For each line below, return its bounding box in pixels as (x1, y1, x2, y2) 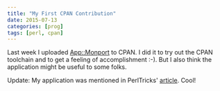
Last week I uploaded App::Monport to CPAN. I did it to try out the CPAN (7, 48, 213, 57)
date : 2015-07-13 (7, 17, 58, 23)
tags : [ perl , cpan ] (7, 29, 64, 37)
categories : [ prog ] (7, 23, 64, 30)
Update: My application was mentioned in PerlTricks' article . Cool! (7, 77, 196, 85)
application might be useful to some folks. (7, 63, 127, 71)
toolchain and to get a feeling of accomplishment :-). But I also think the (7, 56, 212, 64)
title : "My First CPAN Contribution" (7, 10, 117, 17)
